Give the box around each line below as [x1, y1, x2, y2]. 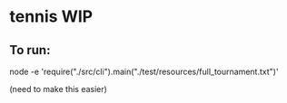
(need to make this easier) [9, 84, 107, 94]
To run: [9, 42, 51, 58]
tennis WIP [9, 6, 94, 27]
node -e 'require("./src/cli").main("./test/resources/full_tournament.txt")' [9, 66, 279, 77]
